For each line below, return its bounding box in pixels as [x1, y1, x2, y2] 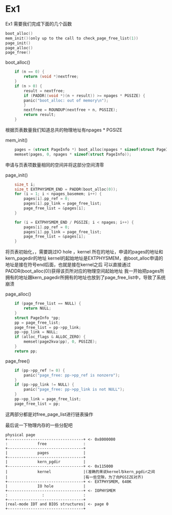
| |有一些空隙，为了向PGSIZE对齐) [5, 474, 144, 480]
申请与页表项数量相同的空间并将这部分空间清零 [5, 162, 104, 168]
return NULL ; [24, 306, 52, 311]
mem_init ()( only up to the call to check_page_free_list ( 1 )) [5, 35, 139, 41]
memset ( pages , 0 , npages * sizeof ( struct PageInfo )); [14, 152, 132, 157]
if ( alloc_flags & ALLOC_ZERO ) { [14, 334, 86, 340]
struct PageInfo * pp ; [14, 315, 60, 321]
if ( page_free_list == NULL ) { [14, 301, 81, 306]
